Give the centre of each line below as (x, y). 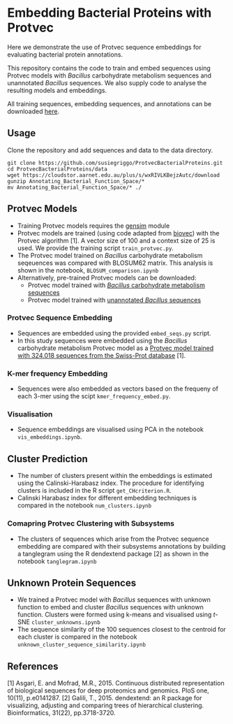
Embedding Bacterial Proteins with (110, 13)
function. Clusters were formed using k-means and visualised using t (116, 615)
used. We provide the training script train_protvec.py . (96, 248)
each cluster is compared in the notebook (77, 637)
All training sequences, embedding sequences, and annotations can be (109, 103)
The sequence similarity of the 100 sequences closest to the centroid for (122, 630)
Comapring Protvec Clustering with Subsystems (91, 523)
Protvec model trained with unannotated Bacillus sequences (114, 300)
